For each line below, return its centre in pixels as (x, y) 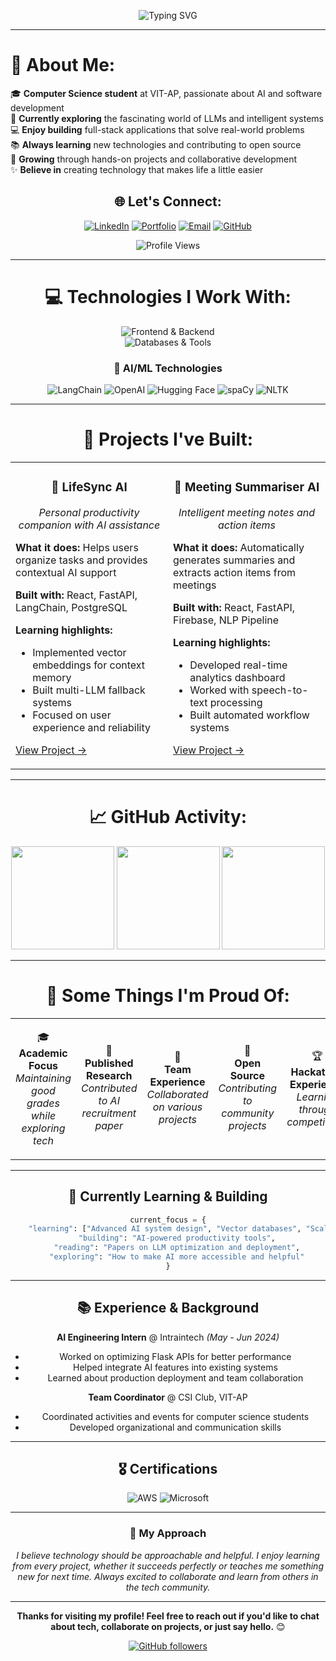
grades (43, 1103)
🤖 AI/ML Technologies (168, 368)
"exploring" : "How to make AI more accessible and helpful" (177, 1257)
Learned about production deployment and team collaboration (175, 1377)
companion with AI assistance (89, 525)
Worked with (219, 690)
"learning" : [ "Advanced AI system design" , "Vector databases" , (165, 1229)
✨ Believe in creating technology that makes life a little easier (137, 169)
